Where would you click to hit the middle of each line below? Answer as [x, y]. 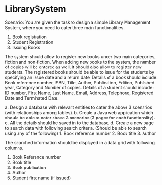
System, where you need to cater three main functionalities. [65, 27]
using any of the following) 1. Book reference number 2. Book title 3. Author [81, 133]
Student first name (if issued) [41, 178]
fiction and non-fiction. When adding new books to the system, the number [80, 62]
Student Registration [33, 42]
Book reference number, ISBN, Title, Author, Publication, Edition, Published [80, 82]
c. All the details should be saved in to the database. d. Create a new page [80, 123]
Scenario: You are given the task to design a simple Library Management [78, 22]
